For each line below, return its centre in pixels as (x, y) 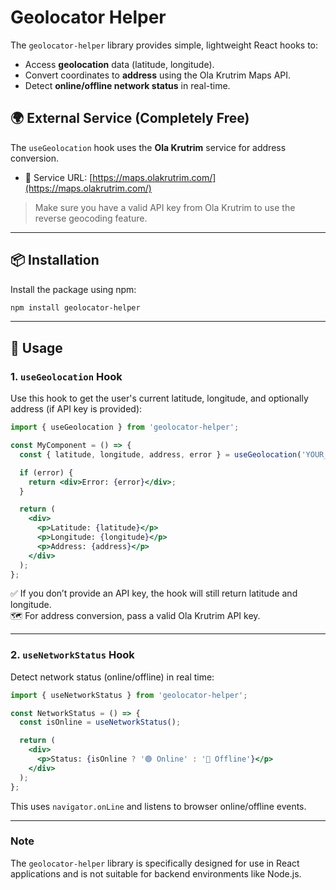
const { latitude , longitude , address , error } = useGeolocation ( (160, 454)
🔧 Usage (36, 347)
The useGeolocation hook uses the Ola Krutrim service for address (148, 147)
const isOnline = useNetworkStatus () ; (100, 722)
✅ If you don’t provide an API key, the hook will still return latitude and (154, 593)
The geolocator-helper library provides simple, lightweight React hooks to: (164, 45)
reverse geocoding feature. (91, 218)
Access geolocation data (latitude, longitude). (119, 64)
